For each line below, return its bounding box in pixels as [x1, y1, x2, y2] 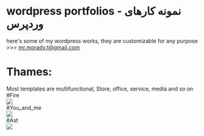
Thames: [6, 65, 52, 79]
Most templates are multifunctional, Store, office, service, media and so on [6, 85, 194, 92]
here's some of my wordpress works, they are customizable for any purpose [6, 37, 198, 44]
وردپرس [6, 17, 44, 31]
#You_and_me [6, 104, 41, 111]
